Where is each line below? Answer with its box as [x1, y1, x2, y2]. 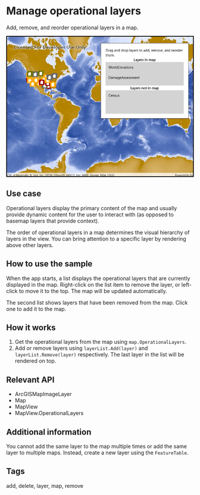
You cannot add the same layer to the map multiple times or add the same [6, 443, 187, 450]
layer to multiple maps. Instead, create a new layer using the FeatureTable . [6, 449, 189, 456]
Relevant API [6, 374, 55, 385]
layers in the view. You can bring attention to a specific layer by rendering [6, 235, 186, 242]
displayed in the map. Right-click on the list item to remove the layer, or [6, 281, 180, 288]
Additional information [6, 427, 92, 437]
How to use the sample [6, 259, 93, 269]
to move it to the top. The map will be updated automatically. [18, 287, 168, 294]
